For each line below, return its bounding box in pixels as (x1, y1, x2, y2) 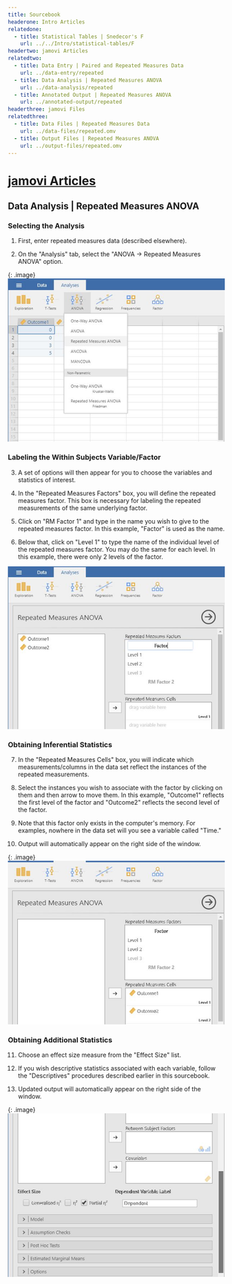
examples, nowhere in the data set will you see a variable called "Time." (17, 826, 222, 835)
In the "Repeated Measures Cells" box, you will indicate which (17, 756, 194, 764)
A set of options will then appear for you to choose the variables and (17, 468, 213, 477)
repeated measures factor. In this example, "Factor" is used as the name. (17, 524, 225, 533)
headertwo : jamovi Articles (8, 48, 89, 55)
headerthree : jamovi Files (8, 106, 85, 113)
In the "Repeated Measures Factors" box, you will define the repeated (17, 489, 216, 497)
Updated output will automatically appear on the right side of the (17, 1085, 202, 1093)
